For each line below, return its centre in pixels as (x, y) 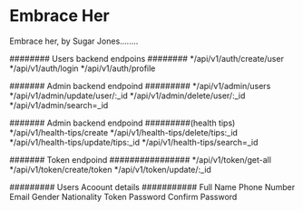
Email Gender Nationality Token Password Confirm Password (123, 196)
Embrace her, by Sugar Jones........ (74, 41)
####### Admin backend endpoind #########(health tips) (122, 123)
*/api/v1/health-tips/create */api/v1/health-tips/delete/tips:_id (124, 132)
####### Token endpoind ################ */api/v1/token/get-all (141, 159)
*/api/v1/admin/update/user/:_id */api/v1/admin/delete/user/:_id (127, 95)
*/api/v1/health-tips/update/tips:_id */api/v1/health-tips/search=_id (134, 142)
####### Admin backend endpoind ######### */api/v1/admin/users (140, 85)
